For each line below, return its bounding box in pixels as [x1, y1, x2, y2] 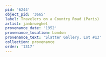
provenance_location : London [5, 30, 66, 35]
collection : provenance [5, 40, 55, 45]
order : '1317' [5, 44, 35, 49]
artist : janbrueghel [5, 21, 48, 26]
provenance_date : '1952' [5, 26, 57, 31]
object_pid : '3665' [5, 12, 46, 17]
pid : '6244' [5, 7, 30, 12]
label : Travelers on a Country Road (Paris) [5, 16, 99, 21]
